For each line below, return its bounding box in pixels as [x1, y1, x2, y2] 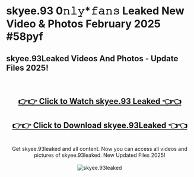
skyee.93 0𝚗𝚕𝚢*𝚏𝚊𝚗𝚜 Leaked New [6, 4, 185, 18]
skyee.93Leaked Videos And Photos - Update [6, 53, 179, 64]
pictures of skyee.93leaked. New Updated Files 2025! [34, 151, 166, 159]
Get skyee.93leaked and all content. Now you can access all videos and [11, 146, 188, 153]
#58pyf [6, 30, 43, 43]
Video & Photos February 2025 [6, 17, 161, 31]
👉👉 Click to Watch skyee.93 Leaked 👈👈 [18, 96, 182, 106]
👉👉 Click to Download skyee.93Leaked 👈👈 [12, 120, 187, 130]
